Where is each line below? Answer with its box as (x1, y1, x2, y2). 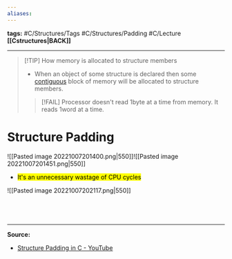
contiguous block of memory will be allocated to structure (34, 77, 199, 85)
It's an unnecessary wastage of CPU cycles (17, 173, 142, 181)
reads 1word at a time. (41, 105, 105, 113)
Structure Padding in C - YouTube (17, 243, 113, 252)
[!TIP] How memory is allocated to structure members (23, 56, 177, 64)
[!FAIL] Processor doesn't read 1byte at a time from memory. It (41, 97, 219, 106)
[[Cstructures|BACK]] (7, 36, 71, 45)
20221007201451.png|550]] (7, 160, 86, 168)
